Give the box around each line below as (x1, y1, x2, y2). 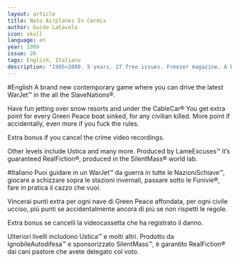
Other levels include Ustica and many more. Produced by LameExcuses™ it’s (7, 146, 230, 155)
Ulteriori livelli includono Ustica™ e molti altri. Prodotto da (7, 232, 174, 240)
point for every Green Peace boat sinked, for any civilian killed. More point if (7, 112, 230, 120)
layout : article (7, 10, 55, 18)
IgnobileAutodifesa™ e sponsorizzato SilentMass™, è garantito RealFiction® (7, 240, 226, 248)
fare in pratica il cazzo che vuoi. (7, 183, 101, 192)
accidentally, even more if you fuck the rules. (7, 119, 139, 128)
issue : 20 (7, 50, 37, 58)
